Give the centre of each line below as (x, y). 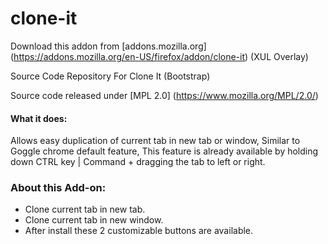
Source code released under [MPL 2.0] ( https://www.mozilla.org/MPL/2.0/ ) (164, 95)
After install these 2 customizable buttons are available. (139, 231)
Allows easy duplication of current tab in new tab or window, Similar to (155, 141)
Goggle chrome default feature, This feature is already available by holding (164, 151)
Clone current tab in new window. (94, 220)
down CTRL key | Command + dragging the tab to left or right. (138, 162)
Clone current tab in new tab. (85, 209)
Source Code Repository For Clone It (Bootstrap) (110, 76)
